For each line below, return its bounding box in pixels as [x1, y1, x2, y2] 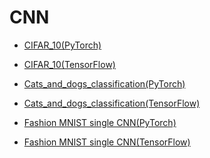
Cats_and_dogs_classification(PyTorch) [23, 77, 186, 90]
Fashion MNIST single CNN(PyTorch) [23, 116, 177, 128]
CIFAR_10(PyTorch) [23, 39, 102, 51]
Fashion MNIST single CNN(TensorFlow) [23, 136, 191, 148]
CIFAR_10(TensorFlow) [23, 58, 116, 70]
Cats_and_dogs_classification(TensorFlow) [23, 97, 201, 109]
